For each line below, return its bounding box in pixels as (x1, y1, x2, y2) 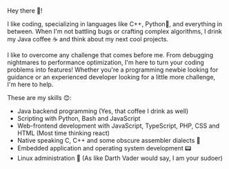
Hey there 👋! (7, 7, 43, 14)
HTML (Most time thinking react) (17, 129, 110, 137)
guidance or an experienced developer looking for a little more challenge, (7, 73, 216, 81)
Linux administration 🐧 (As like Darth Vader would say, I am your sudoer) (17, 154, 223, 162)
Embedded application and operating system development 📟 (17, 144, 192, 152)
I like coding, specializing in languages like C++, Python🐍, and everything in (7, 20, 223, 28)
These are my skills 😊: (7, 94, 72, 101)
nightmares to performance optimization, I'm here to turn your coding (7, 59, 205, 66)
